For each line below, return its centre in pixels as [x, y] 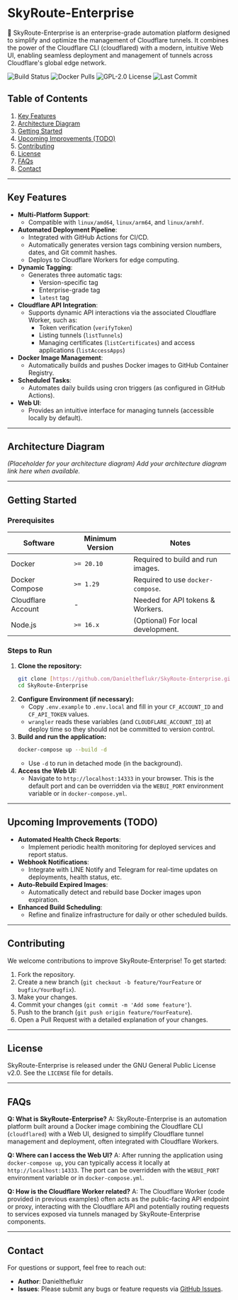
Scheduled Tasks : [45, 380]
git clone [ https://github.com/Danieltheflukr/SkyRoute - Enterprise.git [125, 679]
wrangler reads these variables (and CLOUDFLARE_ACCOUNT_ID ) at [119, 722]
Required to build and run [175, 560]
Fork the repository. [46, 974]
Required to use [160, 580]
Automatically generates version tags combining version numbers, [125, 244]
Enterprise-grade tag [69, 290]
